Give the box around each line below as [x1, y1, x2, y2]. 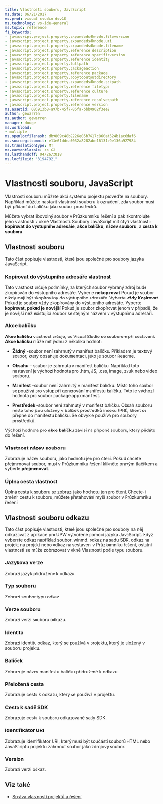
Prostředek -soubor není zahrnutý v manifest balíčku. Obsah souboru [12, 402, 152, 408]
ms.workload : [5, 125, 32, 130]
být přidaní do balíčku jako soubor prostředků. [5, 204, 98, 210]
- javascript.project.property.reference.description [5, 48, 117, 53]
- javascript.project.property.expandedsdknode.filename [5, 43, 123, 48]
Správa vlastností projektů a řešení [12, 793, 82, 799]
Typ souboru [5, 582, 36, 589]
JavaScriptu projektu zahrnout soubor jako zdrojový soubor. [5, 743, 126, 749]
